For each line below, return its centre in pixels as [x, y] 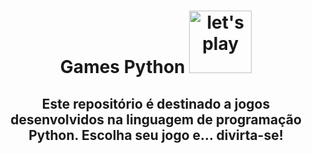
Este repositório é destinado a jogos [156, 103]
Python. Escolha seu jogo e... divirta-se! [156, 135]
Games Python [122, 67]
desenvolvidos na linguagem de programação [156, 119]
